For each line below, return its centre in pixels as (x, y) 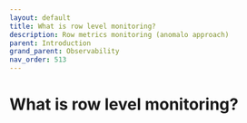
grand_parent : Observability (64, 52)
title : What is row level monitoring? (83, 26)
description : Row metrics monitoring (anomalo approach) (119, 34)
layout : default (40, 18)
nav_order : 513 (38, 60)
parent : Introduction (50, 43)
